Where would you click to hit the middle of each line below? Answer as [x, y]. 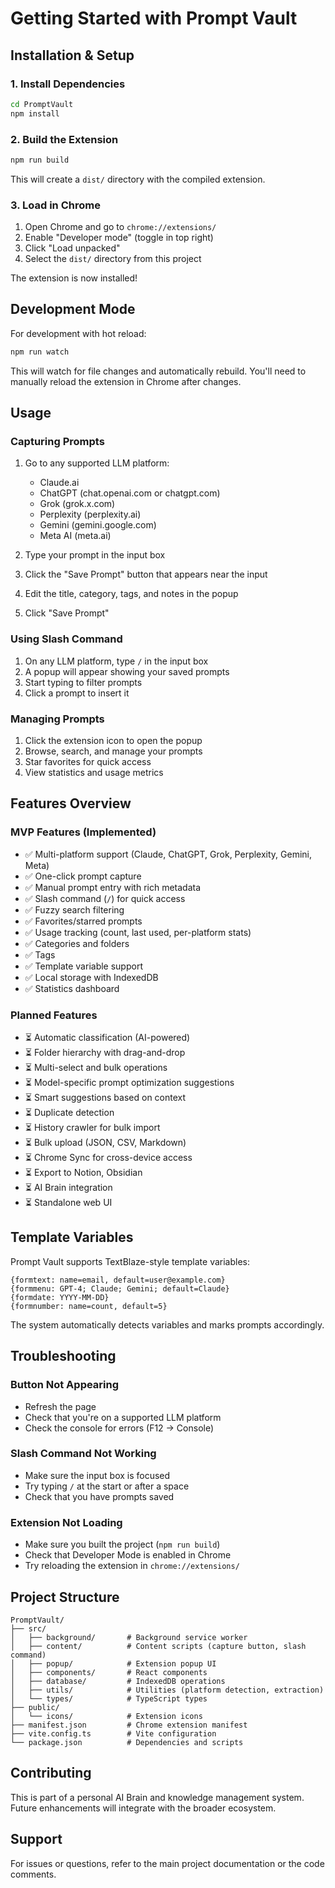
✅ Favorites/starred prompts [83, 921]
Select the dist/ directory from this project [113, 259]
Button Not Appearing [65, 1385]
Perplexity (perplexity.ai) [90, 514]
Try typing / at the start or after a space [107, 1486]
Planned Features [54, 1015]
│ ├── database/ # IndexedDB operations [118, 1681]
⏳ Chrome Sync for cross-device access [108, 1158]
